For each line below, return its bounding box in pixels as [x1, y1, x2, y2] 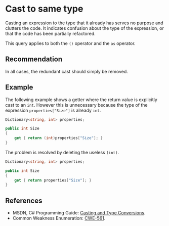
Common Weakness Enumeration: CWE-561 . [12, 215, 106, 221]
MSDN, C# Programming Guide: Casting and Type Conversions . [12, 210, 146, 216]
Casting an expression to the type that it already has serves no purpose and [5, 20, 163, 26]
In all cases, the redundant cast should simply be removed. [5, 68, 128, 74]
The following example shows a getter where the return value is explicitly [5, 97, 158, 103]
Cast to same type [5, 3, 83, 15]
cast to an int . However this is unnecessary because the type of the [5, 102, 148, 108]
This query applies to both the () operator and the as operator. [5, 40, 136, 46]
